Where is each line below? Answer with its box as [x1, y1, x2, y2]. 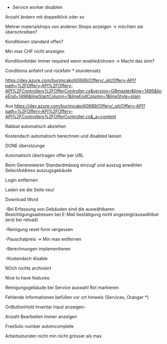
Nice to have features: [5, 275, 51, 280]
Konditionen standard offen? [5, 38, 64, 44]
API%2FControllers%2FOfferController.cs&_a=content [5, 113, 116, 119]
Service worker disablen [12, 4, 63, 10]
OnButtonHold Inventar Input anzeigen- [5, 304, 86, 309]
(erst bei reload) [5, 217, 38, 222]
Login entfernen [5, 177, 38, 183]
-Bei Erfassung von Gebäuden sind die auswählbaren [5, 206, 115, 212]
